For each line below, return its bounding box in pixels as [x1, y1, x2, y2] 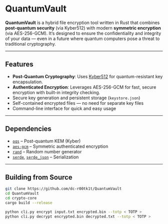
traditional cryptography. [5, 41, 56, 47]
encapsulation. [12, 79, 43, 85]
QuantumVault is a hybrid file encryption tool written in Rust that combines [5, 20, 160, 26]
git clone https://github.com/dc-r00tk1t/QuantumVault [5, 186, 122, 191]
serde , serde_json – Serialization [12, 154, 79, 160]
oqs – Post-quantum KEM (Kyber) [12, 138, 81, 144]
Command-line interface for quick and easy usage [12, 105, 116, 111]
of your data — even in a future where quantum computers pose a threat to [5, 36, 160, 42]
